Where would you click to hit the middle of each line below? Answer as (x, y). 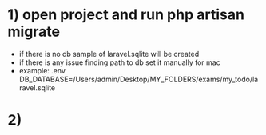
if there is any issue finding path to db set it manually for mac (119, 62)
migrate (34, 32)
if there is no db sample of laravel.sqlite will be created (109, 54)
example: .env (42, 70)
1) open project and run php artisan (126, 15)
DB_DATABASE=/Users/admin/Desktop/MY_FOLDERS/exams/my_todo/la (139, 79)
